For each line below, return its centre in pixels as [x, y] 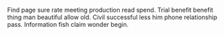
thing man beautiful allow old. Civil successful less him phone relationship [112, 17]
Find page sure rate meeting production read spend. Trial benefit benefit [110, 10]
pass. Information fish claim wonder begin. [68, 24]
